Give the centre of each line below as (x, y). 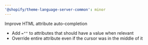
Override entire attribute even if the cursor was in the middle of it (77, 38)
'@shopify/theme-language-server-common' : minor (55, 10)
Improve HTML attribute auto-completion (46, 23)
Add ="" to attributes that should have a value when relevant (73, 33)
